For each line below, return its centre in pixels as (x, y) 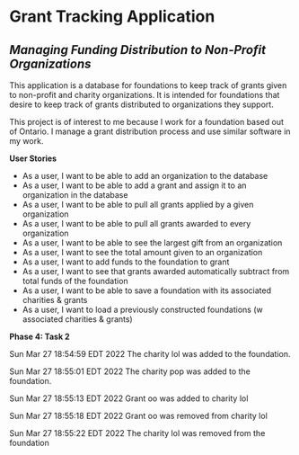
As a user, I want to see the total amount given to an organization (142, 252)
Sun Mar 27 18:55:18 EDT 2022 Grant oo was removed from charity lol (138, 416)
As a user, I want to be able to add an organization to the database (145, 176)
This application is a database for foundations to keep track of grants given (148, 85)
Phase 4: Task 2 (40, 336)
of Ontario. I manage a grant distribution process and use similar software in (150, 131)
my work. (26, 141)
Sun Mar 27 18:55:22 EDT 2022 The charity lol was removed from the (137, 433)
